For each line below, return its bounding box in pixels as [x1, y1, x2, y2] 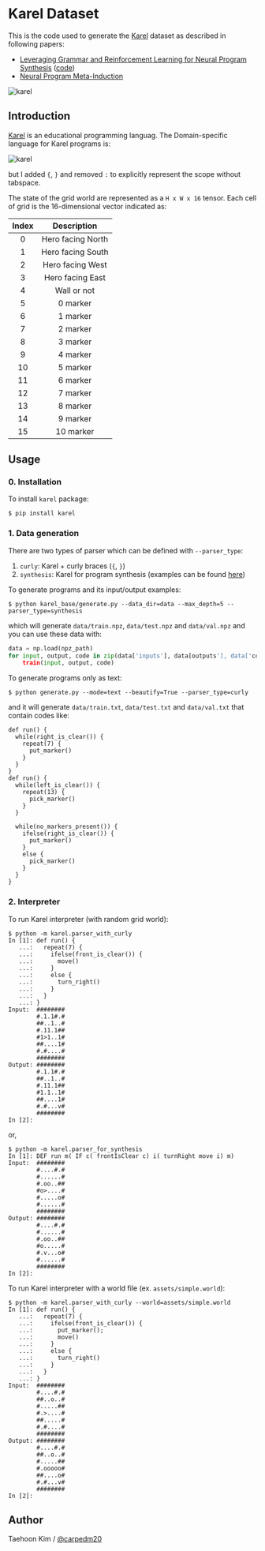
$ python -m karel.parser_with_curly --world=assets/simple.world [8, 1298, 231, 1306]
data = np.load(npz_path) [8, 644, 93, 652]
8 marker [58, 400, 92, 411]
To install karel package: [8, 494, 89, 504]
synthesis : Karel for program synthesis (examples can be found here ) [19, 569, 246, 579]
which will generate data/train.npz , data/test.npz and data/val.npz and [8, 620, 246, 630]
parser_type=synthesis [8, 607, 83, 615]
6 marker [58, 374, 92, 385]
